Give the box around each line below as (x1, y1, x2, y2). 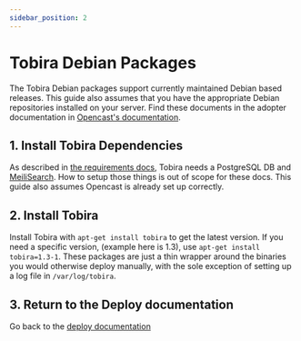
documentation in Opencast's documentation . (9, 111, 181, 123)
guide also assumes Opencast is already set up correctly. (9, 181, 225, 192)
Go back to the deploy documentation (9, 321, 152, 332)
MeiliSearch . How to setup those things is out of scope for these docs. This (9, 172, 292, 183)
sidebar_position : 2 (9, 13, 88, 23)
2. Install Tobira (9, 207, 99, 223)
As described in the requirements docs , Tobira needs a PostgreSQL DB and (9, 162, 292, 173)
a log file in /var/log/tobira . (9, 270, 116, 282)
